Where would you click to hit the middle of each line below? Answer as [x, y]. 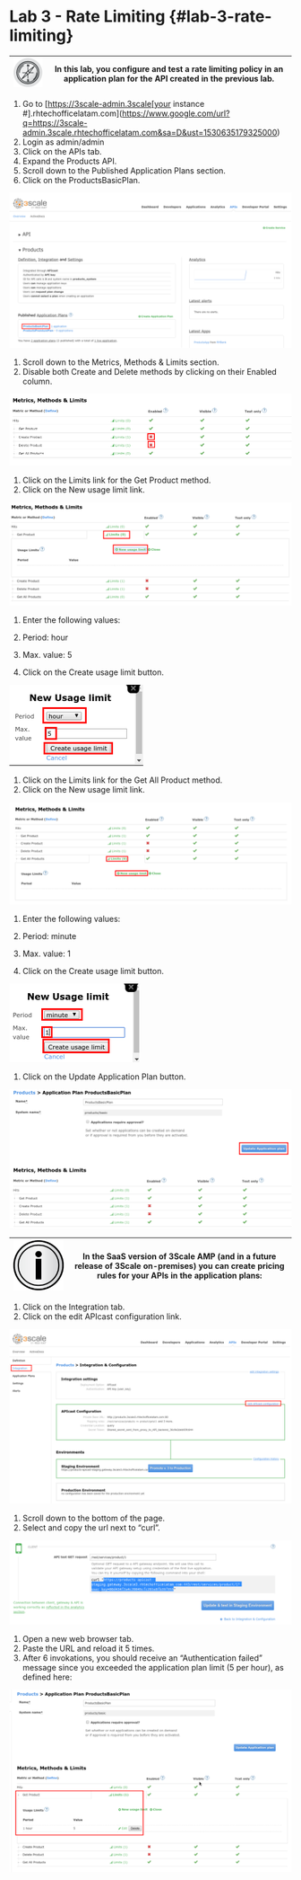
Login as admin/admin [63, 142]
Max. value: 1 [47, 953]
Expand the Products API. [69, 161]
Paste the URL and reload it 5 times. [88, 1648]
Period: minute [49, 936]
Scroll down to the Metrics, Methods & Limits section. [120, 362]
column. [37, 381]
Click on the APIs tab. [62, 151]
